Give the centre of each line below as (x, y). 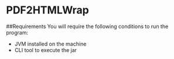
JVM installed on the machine (50, 44)
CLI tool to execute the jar (46, 50)
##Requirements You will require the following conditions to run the (87, 26)
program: (17, 32)
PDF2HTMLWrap (47, 10)
